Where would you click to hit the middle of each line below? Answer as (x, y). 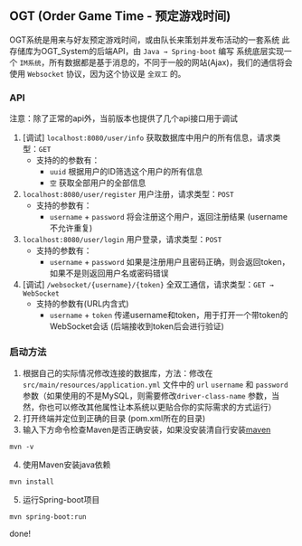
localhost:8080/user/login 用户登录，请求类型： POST (122, 240)
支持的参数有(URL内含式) (82, 304)
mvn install (32, 482)
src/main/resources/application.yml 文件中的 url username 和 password (155, 385)
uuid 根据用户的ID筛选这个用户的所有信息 (126, 172)
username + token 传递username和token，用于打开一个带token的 (169, 315)
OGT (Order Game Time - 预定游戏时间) (120, 16)
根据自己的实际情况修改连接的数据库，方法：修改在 (118, 373)
